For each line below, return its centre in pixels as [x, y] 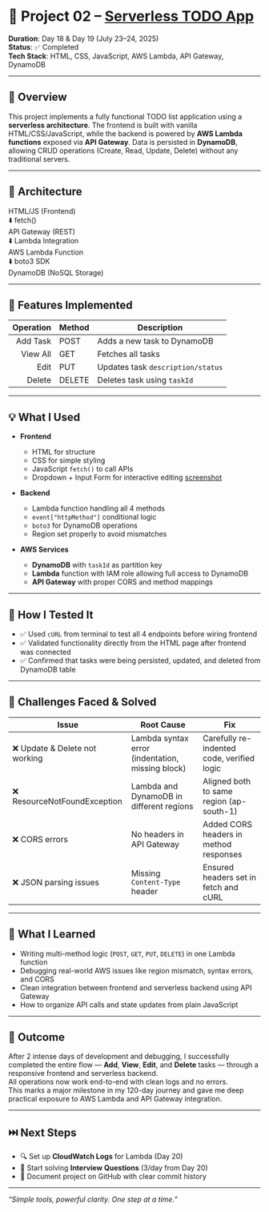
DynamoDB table [48, 669]
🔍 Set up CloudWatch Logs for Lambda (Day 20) [101, 1157]
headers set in [229, 877]
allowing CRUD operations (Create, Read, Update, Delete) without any [123, 150]
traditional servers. [39, 159]
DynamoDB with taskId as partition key [97, 565]
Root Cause [163, 724]
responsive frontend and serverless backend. [83, 1074]
